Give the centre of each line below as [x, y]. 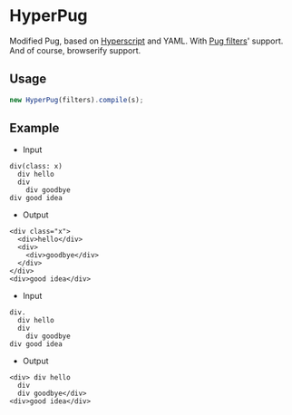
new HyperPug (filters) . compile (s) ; [77, 100]
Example [34, 128]
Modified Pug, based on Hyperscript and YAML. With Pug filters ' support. [146, 41]
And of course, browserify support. [75, 50]
